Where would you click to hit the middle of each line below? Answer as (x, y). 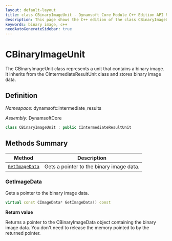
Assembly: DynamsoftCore (34, 118)
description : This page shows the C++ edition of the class (71, 19)
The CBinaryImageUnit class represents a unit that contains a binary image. (85, 69)
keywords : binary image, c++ (36, 24)
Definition (21, 96)
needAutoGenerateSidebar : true (39, 29)
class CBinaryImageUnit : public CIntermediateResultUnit (68, 127)
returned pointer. (23, 233)
